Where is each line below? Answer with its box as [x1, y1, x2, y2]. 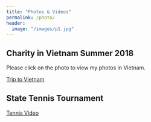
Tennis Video [6, 109, 39, 117]
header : [6, 20, 26, 26]
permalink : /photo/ [6, 14, 56, 21]
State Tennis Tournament [6, 93, 104, 103]
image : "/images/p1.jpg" [11, 25, 74, 32]
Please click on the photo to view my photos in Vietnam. [6, 64, 146, 71]
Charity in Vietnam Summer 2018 [6, 48, 134, 58]
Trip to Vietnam [6, 76, 45, 83]
